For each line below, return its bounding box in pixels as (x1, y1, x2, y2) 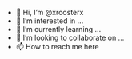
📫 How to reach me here (15, 42, 99, 51)
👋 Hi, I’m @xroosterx (15, 8, 84, 17)
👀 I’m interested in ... (15, 16, 84, 26)
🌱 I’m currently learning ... (15, 25, 102, 33)
